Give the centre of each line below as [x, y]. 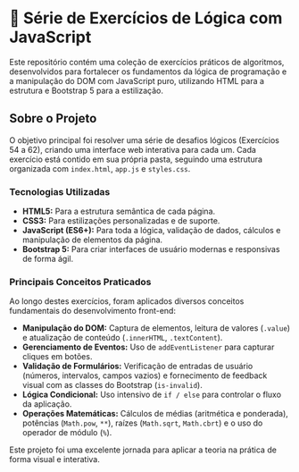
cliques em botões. [57, 357]
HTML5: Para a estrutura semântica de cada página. [119, 211]
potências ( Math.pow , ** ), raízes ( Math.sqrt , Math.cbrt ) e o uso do [142, 423]
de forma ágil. [48, 259]
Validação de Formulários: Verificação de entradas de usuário [137, 367]
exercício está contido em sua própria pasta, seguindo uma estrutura [136, 159]
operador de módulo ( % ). [67, 433]
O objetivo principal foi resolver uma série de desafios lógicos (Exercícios [144, 140]
